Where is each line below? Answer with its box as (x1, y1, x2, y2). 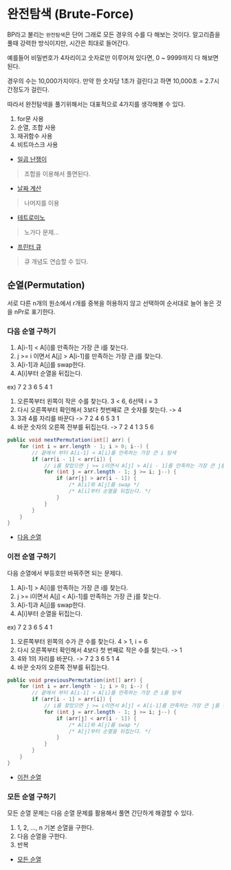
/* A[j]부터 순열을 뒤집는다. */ (68, 728, 151, 735)
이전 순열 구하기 (7, 552, 56, 561)
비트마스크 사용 (16, 140, 58, 149)
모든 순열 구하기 (7, 792, 56, 801)
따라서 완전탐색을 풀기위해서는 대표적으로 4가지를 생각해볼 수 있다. (7, 100, 186, 108)
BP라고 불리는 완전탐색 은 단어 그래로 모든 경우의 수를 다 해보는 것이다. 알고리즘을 (7, 30, 221, 39)
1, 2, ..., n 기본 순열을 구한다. (16, 823, 94, 832)
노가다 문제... (23, 228, 60, 236)
